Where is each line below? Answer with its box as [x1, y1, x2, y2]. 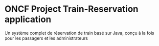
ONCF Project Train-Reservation [4, 3, 138, 15]
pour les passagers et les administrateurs [4, 35, 88, 41]
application [4, 14, 52, 25]
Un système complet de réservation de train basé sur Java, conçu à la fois [4, 30, 155, 36]
